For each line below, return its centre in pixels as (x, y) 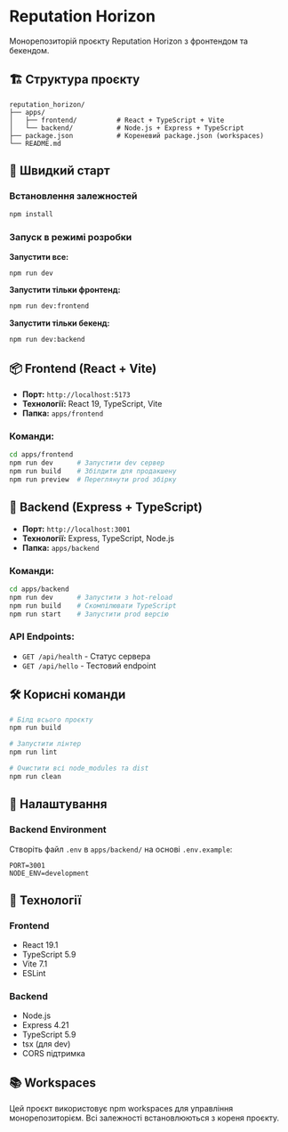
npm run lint (33, 752)
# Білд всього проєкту (51, 720)
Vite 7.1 (35, 964)
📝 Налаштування (58, 804)
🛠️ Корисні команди (68, 695)
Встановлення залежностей (73, 196)
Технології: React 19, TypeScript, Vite (92, 404)
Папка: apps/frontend (63, 413)
